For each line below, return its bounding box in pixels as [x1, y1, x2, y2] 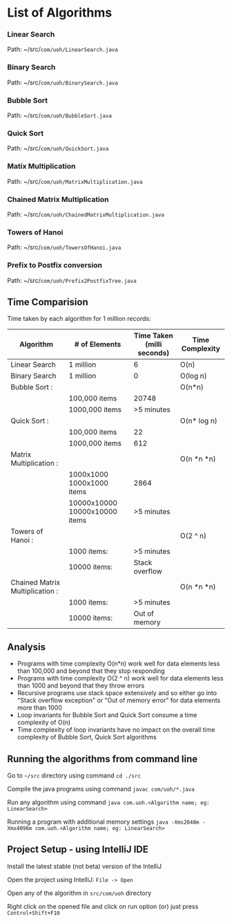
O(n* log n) [180, 416, 217, 426]
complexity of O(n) [17, 718, 71, 727]
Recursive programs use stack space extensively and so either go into [17, 689, 217, 697]
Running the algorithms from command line [7, 753, 198, 765]
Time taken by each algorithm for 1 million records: [7, 315, 151, 323]
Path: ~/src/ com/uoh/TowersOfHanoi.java [7, 243, 122, 252]
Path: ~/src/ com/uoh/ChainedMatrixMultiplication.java [7, 210, 164, 219]
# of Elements [74, 340, 122, 349]
